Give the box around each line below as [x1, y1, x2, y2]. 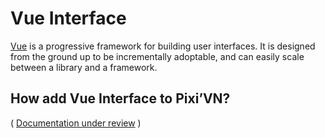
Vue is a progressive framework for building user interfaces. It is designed [10, 40, 316, 52]
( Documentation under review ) [10, 117, 142, 129]
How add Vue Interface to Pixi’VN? [10, 90, 231, 107]
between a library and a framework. [10, 61, 158, 73]
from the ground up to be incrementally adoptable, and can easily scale [10, 50, 305, 62]
